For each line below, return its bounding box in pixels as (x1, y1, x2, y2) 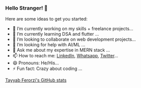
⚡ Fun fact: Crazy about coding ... (12, 65, 83, 72)
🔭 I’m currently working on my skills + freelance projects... (12, 26, 133, 32)
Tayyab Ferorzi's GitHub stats (5, 77, 67, 83)
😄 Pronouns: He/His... (12, 60, 59, 66)
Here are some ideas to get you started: (5, 16, 88, 22)
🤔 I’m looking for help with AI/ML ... (12, 42, 86, 48)
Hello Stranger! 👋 (5, 5, 48, 12)
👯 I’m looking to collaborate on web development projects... (12, 36, 136, 42)
